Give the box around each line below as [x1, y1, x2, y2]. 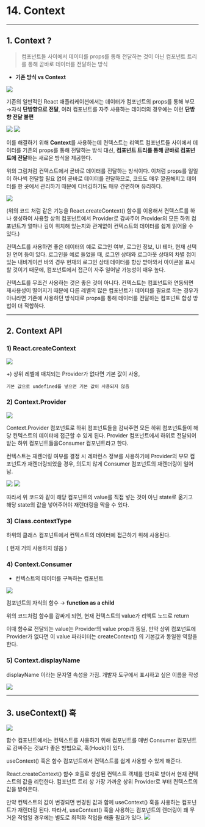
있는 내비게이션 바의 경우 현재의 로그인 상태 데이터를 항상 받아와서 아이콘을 [6, 258, 184, 265]
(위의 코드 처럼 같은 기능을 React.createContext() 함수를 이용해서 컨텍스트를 [6, 206, 189, 214]
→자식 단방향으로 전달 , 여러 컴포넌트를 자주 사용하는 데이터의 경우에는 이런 [6, 105, 184, 113]
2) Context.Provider [6, 398, 67, 406]
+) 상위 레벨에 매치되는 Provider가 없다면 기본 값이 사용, [6, 370, 140, 377]
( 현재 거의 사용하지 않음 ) [6, 545, 67, 552]
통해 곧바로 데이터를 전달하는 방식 [27, 60, 108, 67]
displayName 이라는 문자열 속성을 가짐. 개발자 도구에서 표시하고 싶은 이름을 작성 [6, 671, 198, 678]
